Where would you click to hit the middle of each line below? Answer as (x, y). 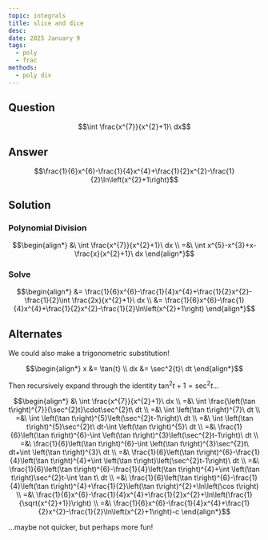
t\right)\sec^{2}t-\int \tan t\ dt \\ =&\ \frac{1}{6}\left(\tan (102, 478)
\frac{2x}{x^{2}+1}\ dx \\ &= (117, 300)
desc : (17, 30)
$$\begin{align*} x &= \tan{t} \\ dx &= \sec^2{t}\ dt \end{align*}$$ (134, 369)
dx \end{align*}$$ (165, 254)
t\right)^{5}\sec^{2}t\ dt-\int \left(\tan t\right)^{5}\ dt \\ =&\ (121, 426)
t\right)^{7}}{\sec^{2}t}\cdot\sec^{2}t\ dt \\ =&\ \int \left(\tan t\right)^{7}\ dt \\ (134, 410)
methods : (23, 68)
